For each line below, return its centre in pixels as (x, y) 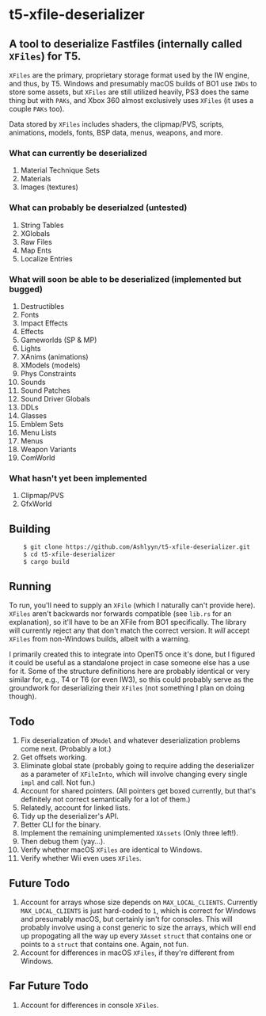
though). (23, 696)
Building (30, 529)
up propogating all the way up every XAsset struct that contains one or (136, 936)
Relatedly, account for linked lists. (75, 808)
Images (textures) (49, 187)
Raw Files (36, 242)
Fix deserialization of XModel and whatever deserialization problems (130, 740)
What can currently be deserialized (78, 153)
